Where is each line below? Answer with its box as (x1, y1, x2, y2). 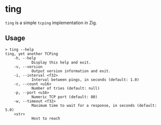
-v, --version (14, 64, 43, 69)
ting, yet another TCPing (5, 51, 58, 56)
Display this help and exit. (31, 60, 91, 65)
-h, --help (14, 56, 36, 61)
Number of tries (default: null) (31, 86, 100, 91)
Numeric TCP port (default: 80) (31, 94, 98, 99)
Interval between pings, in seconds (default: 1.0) (31, 77, 139, 82)
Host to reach (31, 116, 60, 121)
